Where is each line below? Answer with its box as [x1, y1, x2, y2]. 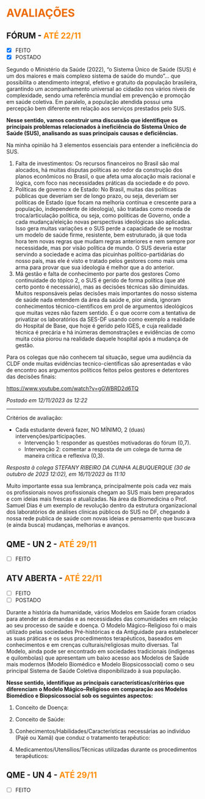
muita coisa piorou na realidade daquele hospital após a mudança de [15, 335, 189, 342]
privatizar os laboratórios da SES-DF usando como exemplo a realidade [15, 315, 195, 323]
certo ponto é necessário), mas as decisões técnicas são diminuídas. [15, 283, 189, 290]
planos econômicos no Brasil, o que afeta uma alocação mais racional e [15, 173, 196, 180]
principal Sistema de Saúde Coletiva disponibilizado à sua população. [6, 667, 181, 674]
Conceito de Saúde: [15, 715, 65, 723]
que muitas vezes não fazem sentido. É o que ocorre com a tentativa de [15, 309, 196, 317]
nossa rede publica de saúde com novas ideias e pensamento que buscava [6, 515, 196, 522]
